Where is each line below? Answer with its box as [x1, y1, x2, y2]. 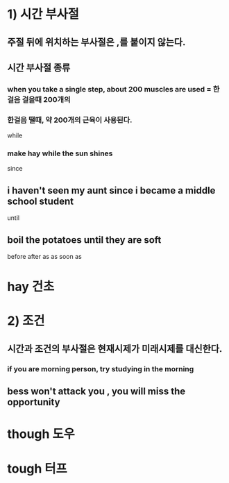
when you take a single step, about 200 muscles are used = [7, 84, 212, 94]
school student [7, 195, 74, 207]
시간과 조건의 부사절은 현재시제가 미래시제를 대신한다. [7, 343, 223, 355]
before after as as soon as [7, 253, 82, 261]
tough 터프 [7, 461, 67, 476]
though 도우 [7, 426, 75, 442]
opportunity [7, 396, 60, 408]
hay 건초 [7, 279, 55, 295]
